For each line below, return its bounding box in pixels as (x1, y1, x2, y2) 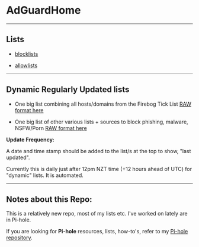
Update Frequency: (6, 136, 54, 143)
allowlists (14, 62, 38, 69)
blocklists (14, 50, 38, 57)
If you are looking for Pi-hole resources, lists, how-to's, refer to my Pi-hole (6, 228, 188, 235)
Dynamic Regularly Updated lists (6, 84, 130, 95)
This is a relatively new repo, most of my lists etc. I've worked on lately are (6, 210, 188, 217)
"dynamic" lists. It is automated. (6, 172, 84, 179)
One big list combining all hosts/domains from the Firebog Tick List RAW (14, 100, 191, 107)
